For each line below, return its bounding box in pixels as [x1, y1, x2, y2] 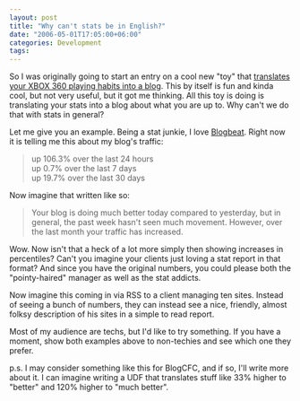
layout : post [9, 13, 58, 22]
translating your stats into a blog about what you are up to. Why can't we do [9, 100, 289, 110]
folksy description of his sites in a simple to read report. [9, 309, 215, 319]
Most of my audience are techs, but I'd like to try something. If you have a [9, 327, 281, 337]
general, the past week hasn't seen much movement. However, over [30, 217, 283, 228]
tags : [9, 47, 30, 56]
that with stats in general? [9, 109, 105, 120]
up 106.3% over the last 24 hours [30, 153, 154, 164]
